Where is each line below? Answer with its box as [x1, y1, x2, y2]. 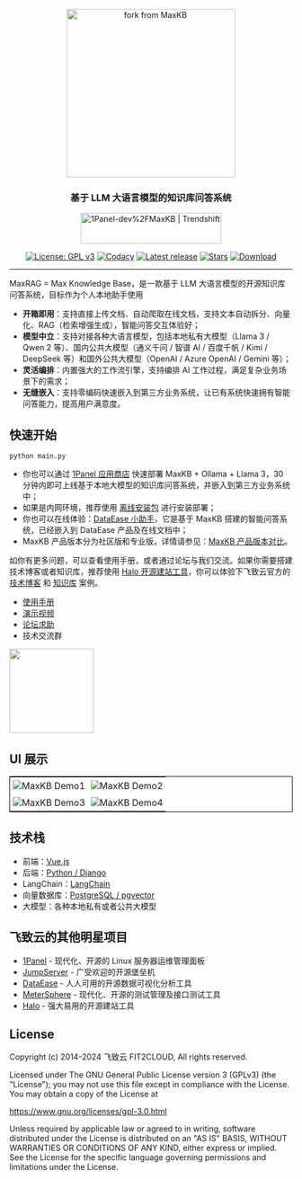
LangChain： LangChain [22, 878, 111, 889]
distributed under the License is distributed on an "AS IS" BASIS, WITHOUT [9, 1133, 288, 1144]
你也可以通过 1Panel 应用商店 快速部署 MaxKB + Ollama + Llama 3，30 [22, 468, 284, 480]
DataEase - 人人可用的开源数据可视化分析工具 [22, 978, 192, 988]
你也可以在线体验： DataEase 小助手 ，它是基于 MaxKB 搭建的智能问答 [22, 513, 280, 525]
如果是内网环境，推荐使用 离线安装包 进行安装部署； [22, 502, 217, 513]
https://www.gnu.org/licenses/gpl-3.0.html [9, 1106, 168, 1117]
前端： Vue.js [22, 855, 70, 866]
